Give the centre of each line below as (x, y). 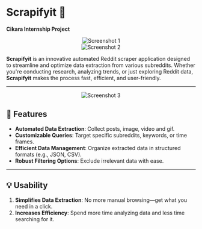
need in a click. (34, 206)
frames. (24, 142)
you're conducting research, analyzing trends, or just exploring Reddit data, (100, 71)
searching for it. (35, 219)
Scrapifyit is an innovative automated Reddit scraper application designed (98, 58)
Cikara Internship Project (38, 29)
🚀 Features (27, 114)
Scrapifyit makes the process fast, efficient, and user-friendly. (84, 78)
